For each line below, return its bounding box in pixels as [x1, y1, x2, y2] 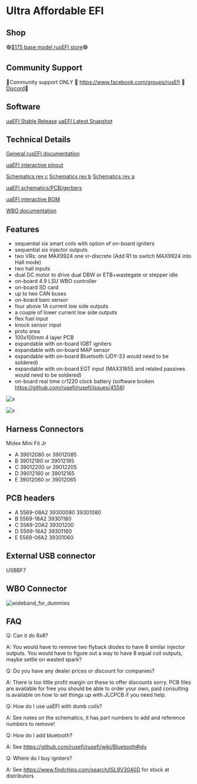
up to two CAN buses [14, 290, 66, 297]
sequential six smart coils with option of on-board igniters [14, 240, 155, 247]
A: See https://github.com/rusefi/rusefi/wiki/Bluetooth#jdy [6, 743, 147, 750]
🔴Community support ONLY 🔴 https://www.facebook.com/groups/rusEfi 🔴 [6, 78, 185, 85]
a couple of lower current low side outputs [14, 309, 118, 316]
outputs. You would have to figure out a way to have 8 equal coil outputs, [6, 650, 183, 657]
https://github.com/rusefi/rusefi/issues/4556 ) [14, 384, 125, 391]
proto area [14, 328, 40, 335]
